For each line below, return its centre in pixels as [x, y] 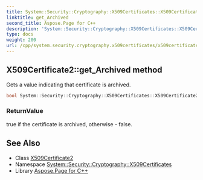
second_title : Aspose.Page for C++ [51, 23]
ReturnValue [25, 111]
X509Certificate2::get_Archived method [84, 70]
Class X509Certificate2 [44, 158]
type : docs [20, 34]
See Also [23, 143]
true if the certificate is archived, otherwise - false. [69, 124]
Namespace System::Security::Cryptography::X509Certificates [93, 164]
